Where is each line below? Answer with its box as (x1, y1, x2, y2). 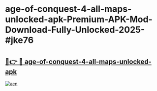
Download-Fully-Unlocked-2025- (5, 24, 145, 35)
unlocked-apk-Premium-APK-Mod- (5, 14, 153, 25)
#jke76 (5, 35, 34, 46)
